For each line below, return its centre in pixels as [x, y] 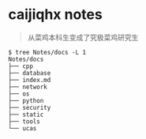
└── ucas [22, 128]
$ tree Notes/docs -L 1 [47, 52]
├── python [26, 100]
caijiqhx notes [55, 15]
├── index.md [30, 80]
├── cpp [21, 66]
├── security [30, 107]
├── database [30, 73]
